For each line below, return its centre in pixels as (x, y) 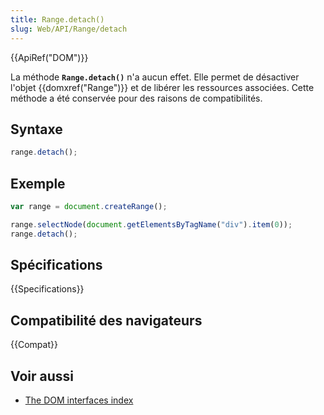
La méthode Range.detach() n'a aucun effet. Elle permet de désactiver (155, 77)
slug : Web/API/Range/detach (69, 29)
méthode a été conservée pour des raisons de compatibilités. (136, 98)
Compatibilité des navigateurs (106, 320)
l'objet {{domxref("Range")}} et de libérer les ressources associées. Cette (162, 87)
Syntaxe (36, 129)
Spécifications (56, 265)
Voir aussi (42, 376)
